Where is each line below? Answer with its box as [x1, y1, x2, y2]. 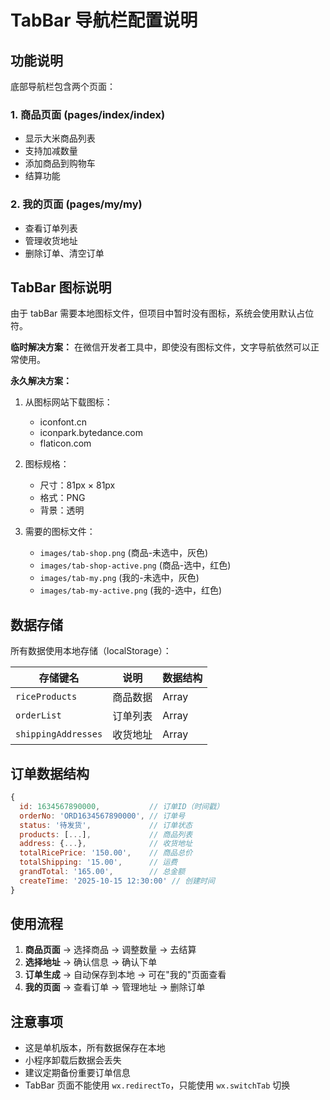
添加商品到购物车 [24, 157, 96, 170]
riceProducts [15, 691, 78, 703]
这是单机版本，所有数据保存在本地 [24, 1042, 166, 1054]
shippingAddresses [15, 729, 103, 740]
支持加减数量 [24, 145, 78, 157]
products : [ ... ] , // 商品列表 [19, 829, 193, 840]
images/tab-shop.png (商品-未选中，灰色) [39, 547, 209, 559]
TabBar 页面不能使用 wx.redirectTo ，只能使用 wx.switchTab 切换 [24, 1079, 291, 1091]
